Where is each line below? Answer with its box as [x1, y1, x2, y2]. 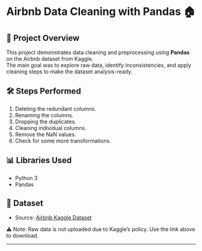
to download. [6, 232, 39, 240]
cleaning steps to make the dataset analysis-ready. [6, 68, 133, 75]
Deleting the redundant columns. [14, 105, 96, 112]
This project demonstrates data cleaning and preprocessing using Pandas [6, 49, 190, 56]
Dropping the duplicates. [14, 118, 76, 125]
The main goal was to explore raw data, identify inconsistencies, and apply [6, 61, 191, 69]
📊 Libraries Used [6, 155, 72, 166]
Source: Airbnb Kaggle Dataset [14, 214, 92, 222]
